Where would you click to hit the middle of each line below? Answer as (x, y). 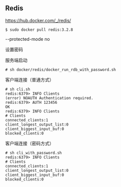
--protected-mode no (28, 39)
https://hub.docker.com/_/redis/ (38, 20)
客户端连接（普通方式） (29, 80)
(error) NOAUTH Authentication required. (49, 98)
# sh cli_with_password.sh (34, 153)
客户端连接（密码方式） (29, 143)
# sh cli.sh (18, 89)
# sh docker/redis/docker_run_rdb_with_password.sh (60, 70)
